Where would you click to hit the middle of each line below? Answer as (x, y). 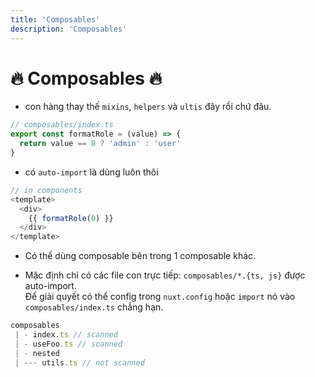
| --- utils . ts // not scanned (79, 362)
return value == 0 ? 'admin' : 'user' (100, 144)
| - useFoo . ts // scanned (68, 344)
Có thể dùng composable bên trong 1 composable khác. (140, 256)
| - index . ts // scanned (66, 335)
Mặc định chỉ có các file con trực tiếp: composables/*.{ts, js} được (165, 275)
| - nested (37, 353)
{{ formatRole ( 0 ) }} (71, 218)
